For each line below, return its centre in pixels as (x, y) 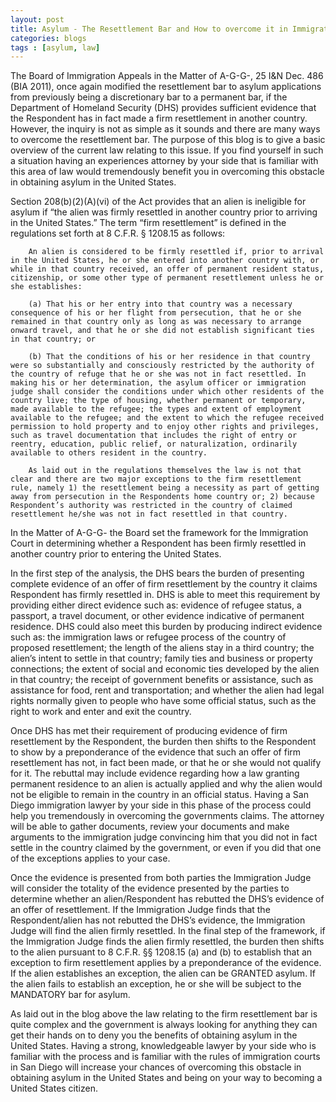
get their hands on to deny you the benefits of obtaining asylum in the (154, 1035)
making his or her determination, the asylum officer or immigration (158, 383)
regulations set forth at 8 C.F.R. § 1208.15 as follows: (118, 233)
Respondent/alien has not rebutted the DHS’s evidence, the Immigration (158, 920)
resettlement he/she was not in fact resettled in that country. (149, 514)
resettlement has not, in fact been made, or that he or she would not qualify (166, 763)
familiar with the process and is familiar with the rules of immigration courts (165, 1057)
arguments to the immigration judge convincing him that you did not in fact (164, 837)
